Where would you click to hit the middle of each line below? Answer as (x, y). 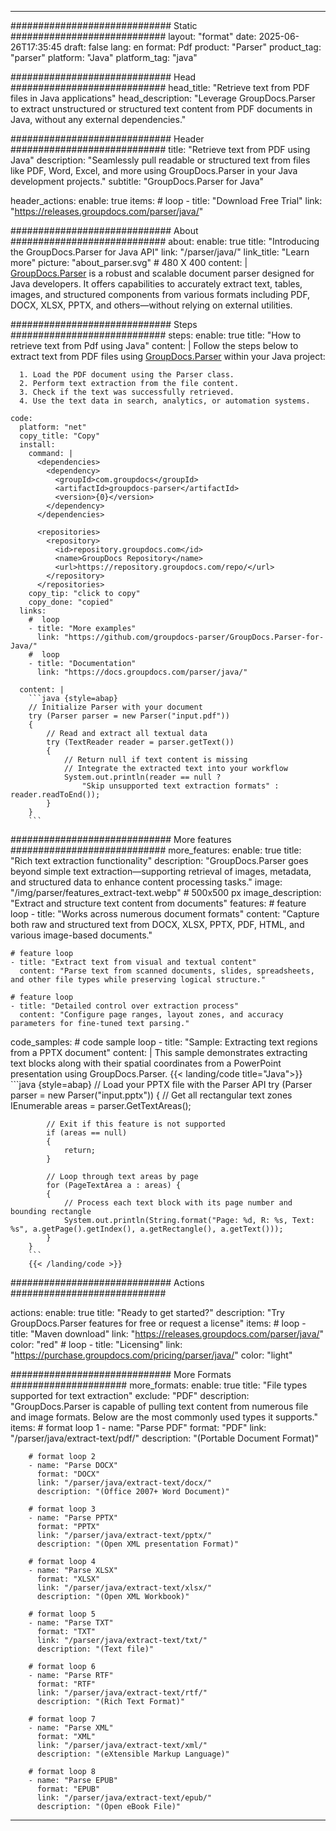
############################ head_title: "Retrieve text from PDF (160, 87)
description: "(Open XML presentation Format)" (138, 1544)
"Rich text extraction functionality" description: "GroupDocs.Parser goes (159, 860)
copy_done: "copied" (71, 602)
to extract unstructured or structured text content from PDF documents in (161, 109)
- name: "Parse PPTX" (73, 1518)
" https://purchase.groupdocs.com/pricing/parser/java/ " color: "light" (151, 1355)
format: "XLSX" (68, 1579)
